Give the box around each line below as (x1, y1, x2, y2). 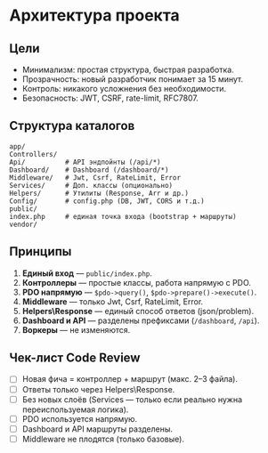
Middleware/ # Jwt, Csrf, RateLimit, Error (9, 173, 181, 182)
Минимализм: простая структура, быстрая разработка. (21, 64, 234, 75)
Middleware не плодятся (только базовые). (21, 433, 185, 444)
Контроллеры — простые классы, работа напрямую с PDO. (21, 277, 252, 287)
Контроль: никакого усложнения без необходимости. (21, 84, 227, 93)
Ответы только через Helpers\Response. (21, 384, 175, 394)
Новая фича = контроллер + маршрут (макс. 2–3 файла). (21, 374, 239, 384)
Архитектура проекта (9, 5, 180, 26)
